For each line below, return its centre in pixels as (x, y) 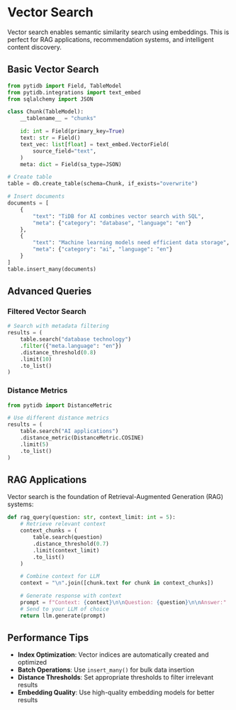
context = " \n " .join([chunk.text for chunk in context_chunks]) (117, 583)
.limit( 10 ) (36, 359)
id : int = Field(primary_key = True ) (73, 131)
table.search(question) (68, 537)
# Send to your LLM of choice (65, 609)
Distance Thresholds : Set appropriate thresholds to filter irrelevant (116, 677)
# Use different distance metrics (58, 418)
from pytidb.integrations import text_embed (74, 92)
